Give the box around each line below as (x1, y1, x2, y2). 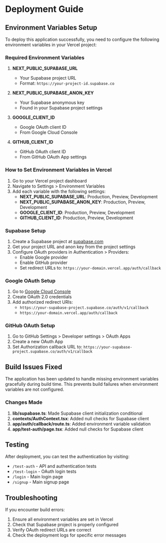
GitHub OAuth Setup (5, 322, 55, 329)
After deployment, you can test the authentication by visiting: (5, 453, 130, 459)
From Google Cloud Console (19, 129, 78, 135)
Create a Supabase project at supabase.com (12, 238, 104, 244)
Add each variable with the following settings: (12, 188, 106, 194)
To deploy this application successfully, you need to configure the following (5, 36, 160, 42)
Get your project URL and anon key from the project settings (12, 244, 136, 250)
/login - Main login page (12, 474, 63, 480)
